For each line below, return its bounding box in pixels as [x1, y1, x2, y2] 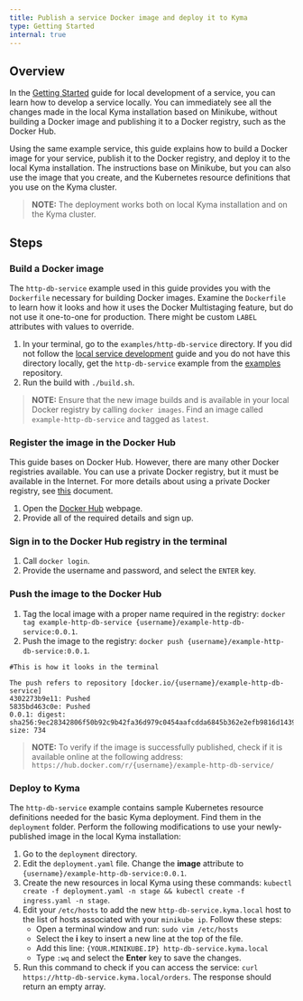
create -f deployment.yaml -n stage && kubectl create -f [22, 887, 245, 896]
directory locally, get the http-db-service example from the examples [22, 358, 281, 369]
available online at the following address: [31, 751, 183, 762]
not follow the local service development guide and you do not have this [22, 348, 290, 359]
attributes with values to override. [9, 321, 134, 332]
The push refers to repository [9, 678, 127, 688]
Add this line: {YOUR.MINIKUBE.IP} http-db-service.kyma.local [35, 943, 269, 954]
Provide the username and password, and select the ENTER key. [22, 566, 257, 576]
